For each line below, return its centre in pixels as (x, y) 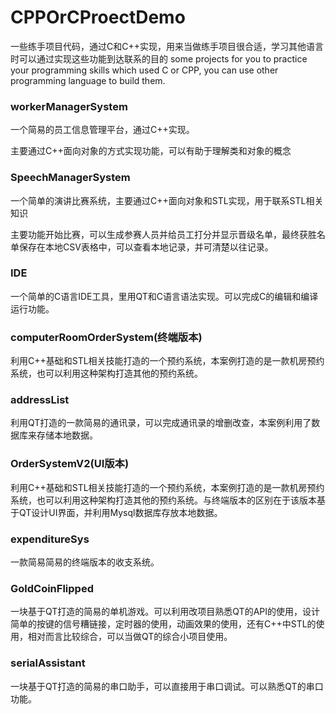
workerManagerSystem (69, 106)
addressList (40, 400)
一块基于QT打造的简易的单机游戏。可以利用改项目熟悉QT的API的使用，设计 (165, 612)
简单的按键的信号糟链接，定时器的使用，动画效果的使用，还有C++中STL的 (163, 624)
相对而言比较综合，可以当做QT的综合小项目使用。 (130, 637)
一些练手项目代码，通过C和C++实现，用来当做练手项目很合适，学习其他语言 (167, 46)
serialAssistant (48, 663)
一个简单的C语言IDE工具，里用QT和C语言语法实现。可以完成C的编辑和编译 (164, 296)
